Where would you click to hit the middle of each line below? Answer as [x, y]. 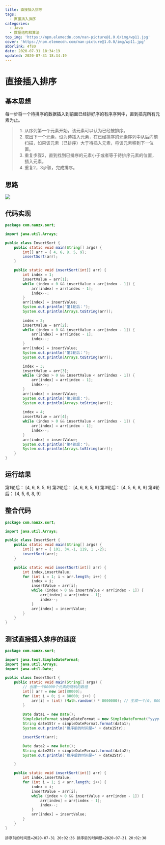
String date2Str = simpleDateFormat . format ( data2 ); [77, 751]
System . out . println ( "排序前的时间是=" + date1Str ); [74, 729]
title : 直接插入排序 [24, 10]
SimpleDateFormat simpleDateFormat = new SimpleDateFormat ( [85, 719]
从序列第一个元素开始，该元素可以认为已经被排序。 [76, 131]
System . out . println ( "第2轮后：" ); [56, 353]
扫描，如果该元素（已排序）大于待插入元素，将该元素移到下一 [87, 143]
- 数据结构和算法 [25, 33]
